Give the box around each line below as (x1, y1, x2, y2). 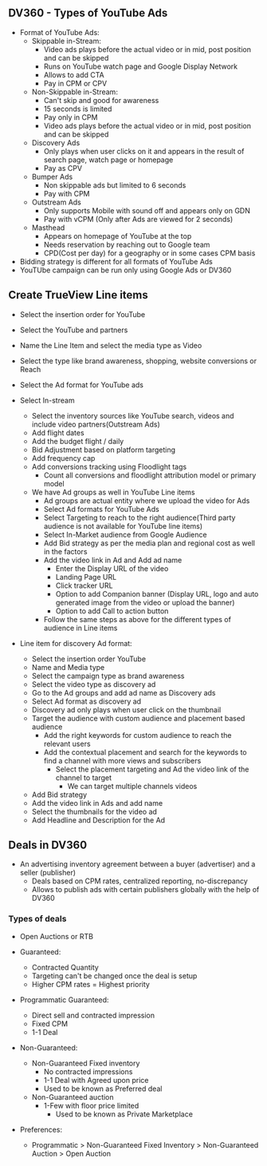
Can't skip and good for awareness (43, 95, 159, 105)
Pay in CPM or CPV (43, 78, 108, 88)
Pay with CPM (43, 188, 90, 198)
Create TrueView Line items (8, 288, 149, 302)
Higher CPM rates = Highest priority (31, 979, 150, 989)
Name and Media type (31, 662, 105, 672)
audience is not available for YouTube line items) (43, 521, 203, 530)
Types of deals (8, 914, 67, 925)
